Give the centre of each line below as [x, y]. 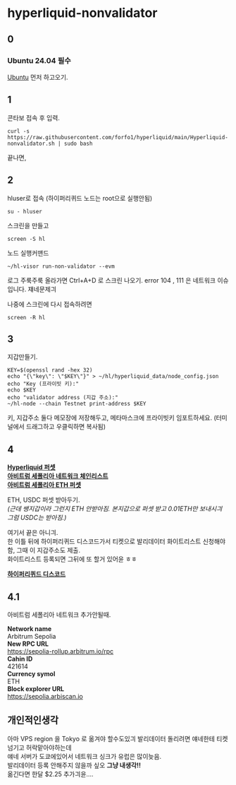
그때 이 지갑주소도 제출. [49, 550]
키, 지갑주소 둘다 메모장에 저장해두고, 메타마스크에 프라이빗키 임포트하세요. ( [112, 418]
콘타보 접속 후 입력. [33, 117]
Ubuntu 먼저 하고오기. [38, 77]
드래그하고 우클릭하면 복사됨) [66, 427]
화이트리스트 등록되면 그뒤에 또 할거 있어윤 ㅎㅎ [72, 559]
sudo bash [78, 143]
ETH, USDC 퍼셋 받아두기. [44, 500]
